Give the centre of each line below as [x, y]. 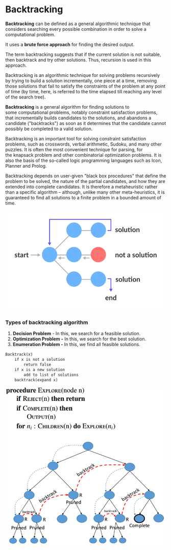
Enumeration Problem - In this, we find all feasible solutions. [76, 344]
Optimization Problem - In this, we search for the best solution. [79, 339]
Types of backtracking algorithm [47, 322]
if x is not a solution [40, 360]
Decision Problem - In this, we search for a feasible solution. [77, 334]
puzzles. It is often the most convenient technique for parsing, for [74, 149]
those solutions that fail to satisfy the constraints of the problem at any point [86, 86]
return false [38, 365]
